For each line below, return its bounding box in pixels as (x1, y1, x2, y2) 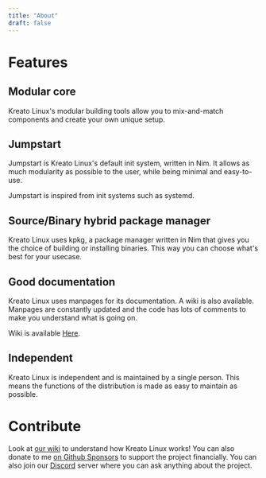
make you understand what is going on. (8, 313, 137, 322)
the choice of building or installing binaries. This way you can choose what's (8, 243, 259, 253)
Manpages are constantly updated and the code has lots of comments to (8, 304, 246, 314)
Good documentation (8, 275, 116, 289)
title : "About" (8, 11, 59, 20)
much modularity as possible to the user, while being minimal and (8, 167, 222, 177)
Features (8, 53, 68, 72)
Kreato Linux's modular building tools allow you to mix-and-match (8, 106, 224, 115)
